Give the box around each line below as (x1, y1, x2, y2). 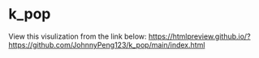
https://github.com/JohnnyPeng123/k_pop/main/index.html (8, 39, 205, 49)
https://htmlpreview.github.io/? (148, 31, 251, 41)
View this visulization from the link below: (8, 31, 148, 41)
